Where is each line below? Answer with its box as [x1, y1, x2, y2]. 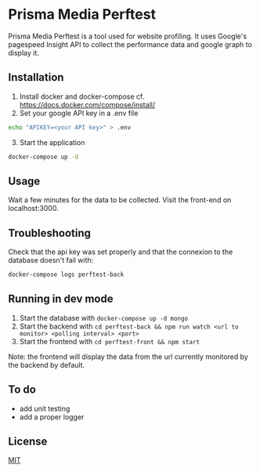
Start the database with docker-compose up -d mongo [19, 313, 189, 322]
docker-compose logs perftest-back [8, 270, 125, 279]
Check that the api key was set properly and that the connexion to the [8, 247, 233, 256]
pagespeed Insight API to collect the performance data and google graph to [8, 39, 252, 49]
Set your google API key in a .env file [19, 108, 139, 118]
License [8, 435, 48, 448]
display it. [8, 48, 39, 57]
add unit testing [19, 404, 70, 413]
